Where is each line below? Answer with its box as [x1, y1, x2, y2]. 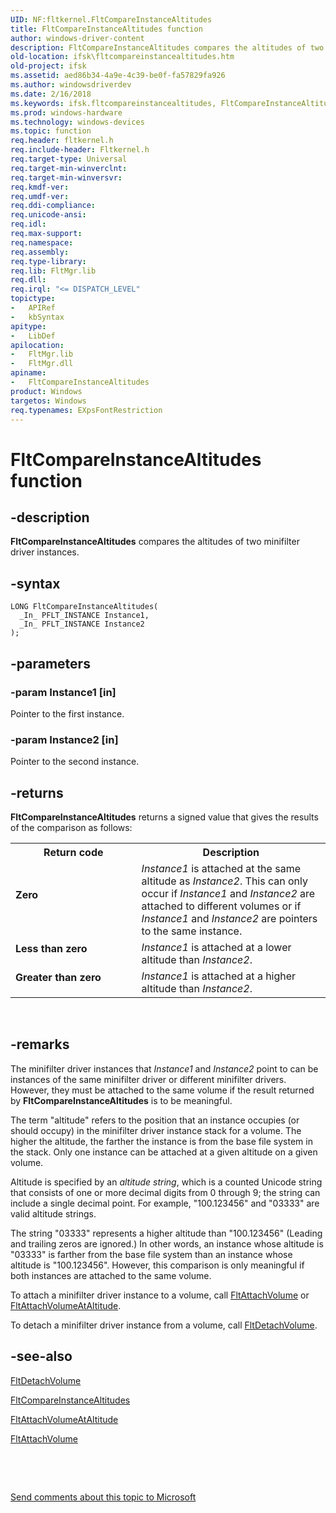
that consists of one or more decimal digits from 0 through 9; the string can [10, 1186, 321, 1198]
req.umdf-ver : [10, 191, 70, 201]
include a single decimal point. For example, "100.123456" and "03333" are [10, 1197, 320, 1209]
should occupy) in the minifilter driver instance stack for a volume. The [10, 1124, 302, 1136]
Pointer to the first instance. [10, 707, 125, 720]
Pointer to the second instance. [10, 756, 140, 768]
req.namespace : [10, 237, 74, 248]
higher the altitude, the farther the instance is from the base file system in [10, 1135, 313, 1147]
